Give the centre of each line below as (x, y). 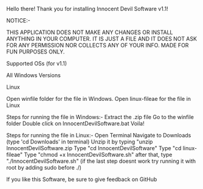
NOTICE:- (18, 20)
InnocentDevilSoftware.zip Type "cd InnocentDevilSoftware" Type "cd (94, 148)
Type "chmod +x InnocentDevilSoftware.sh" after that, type (98, 155)
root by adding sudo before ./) (44, 167)
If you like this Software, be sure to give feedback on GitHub (82, 179)
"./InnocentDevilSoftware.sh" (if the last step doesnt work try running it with (101, 161)
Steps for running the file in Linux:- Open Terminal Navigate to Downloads (99, 135)
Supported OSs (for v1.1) (37, 64)
